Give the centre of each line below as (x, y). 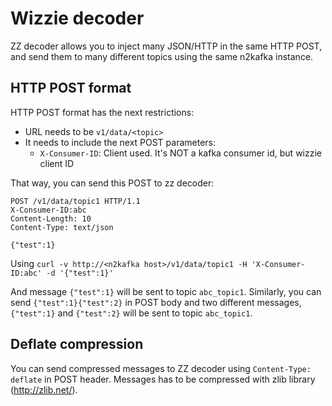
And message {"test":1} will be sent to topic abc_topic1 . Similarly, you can (166, 291)
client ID (57, 163)
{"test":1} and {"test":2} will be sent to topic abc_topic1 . (131, 313)
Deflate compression (77, 344)
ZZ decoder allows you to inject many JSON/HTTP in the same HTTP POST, (166, 46)
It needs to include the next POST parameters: (120, 142)
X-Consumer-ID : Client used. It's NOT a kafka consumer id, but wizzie (180, 153)
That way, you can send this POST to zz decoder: (112, 183)
